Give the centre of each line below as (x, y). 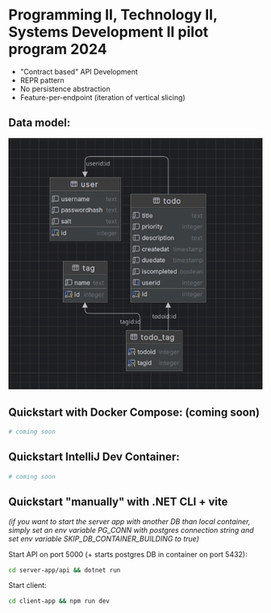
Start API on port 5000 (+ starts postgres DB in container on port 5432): (128, 554)
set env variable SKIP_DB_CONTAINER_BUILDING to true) (104, 539)
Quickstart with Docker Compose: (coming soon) (134, 412)
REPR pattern (42, 80)
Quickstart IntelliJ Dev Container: (94, 457)
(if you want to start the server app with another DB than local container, (129, 521)
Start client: (27, 586)
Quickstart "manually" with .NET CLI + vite (118, 502)
